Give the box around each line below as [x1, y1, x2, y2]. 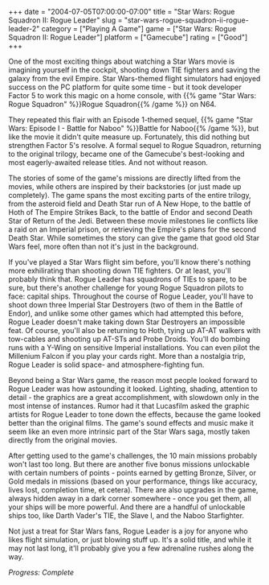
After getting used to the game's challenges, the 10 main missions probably [8, 451, 258, 460]
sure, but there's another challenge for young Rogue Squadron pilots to [8, 283, 244, 292]
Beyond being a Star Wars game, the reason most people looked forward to [8, 376, 259, 385]
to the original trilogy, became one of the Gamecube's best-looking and [8, 149, 245, 159]
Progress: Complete [8, 567, 75, 577]
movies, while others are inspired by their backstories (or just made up [8, 182, 242, 192]
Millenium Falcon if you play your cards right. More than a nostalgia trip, [8, 352, 247, 360]
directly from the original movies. [8, 435, 118, 445]
